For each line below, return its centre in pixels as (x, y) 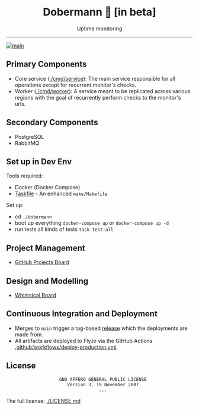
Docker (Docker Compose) (47, 187)
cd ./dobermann (33, 217)
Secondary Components (52, 123)
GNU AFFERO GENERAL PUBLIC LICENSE (103, 379)
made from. (29, 334)
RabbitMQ (27, 143)
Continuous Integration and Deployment (82, 314)
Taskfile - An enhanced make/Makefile (61, 194)
